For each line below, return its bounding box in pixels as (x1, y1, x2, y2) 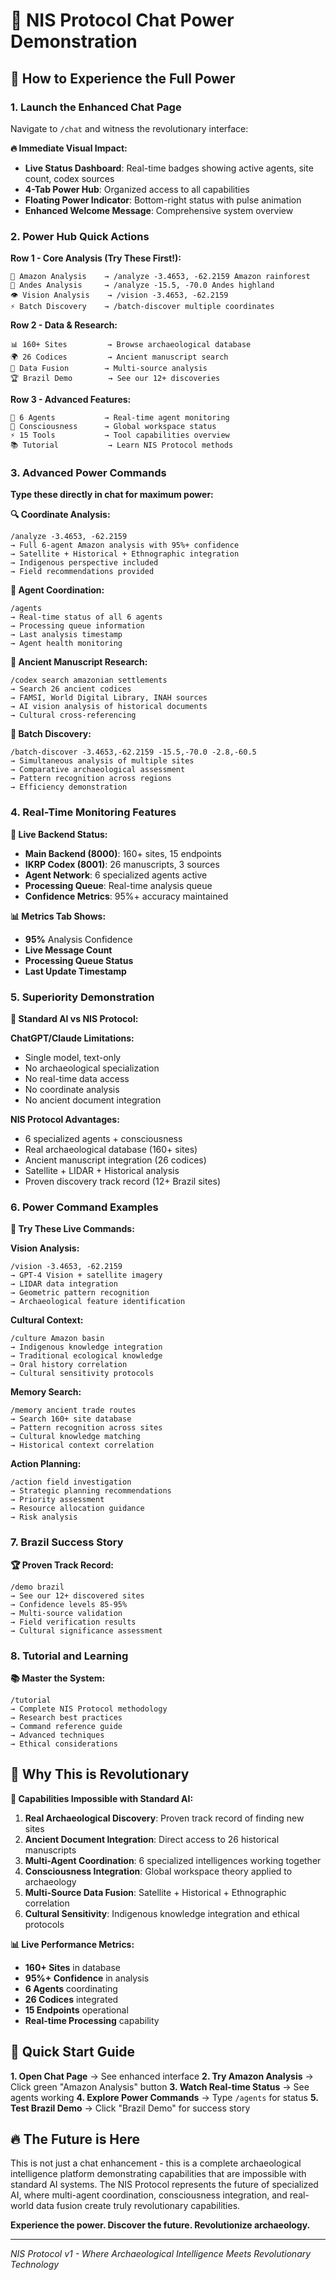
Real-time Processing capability (24, 2014, 160, 2026)
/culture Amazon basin (10, 1334, 105, 1344)
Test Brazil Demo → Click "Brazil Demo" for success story (10, 2102, 251, 2114)
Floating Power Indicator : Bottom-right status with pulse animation (24, 194, 302, 206)
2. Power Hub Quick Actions (10, 229, 150, 243)
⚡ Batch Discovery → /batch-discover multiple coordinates (10, 302, 275, 312)
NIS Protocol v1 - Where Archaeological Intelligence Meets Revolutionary (10, 2248, 312, 2260)
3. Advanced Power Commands (10, 466, 167, 480)
